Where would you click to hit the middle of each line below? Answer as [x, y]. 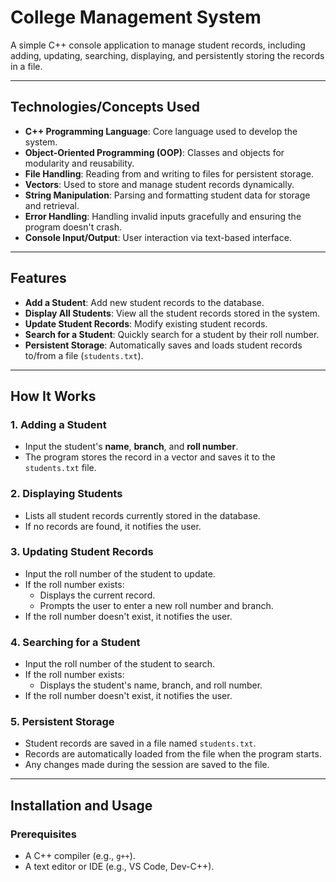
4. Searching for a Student [75, 642]
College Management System [136, 17]
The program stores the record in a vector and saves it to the [150, 457]
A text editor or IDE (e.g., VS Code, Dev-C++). [119, 867]
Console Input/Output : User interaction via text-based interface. [158, 237]
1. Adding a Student [58, 424]
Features [38, 278]
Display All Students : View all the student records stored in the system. [172, 313]
